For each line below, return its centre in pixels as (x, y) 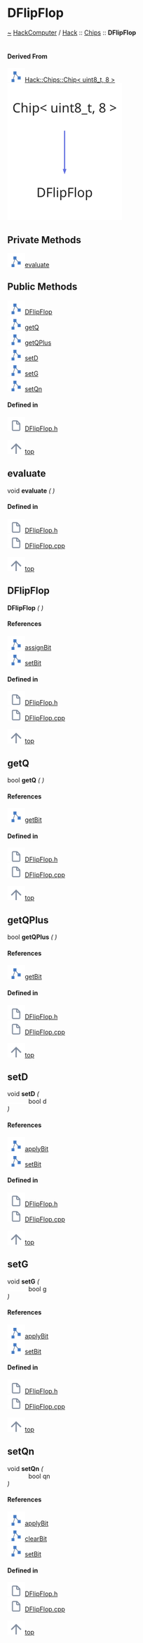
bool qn (39, 1476)
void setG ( (23, 1281)
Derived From (27, 56)
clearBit (36, 1539)
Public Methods (42, 287)
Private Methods (45, 240)
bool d (38, 1102)
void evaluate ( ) (31, 491)
